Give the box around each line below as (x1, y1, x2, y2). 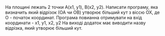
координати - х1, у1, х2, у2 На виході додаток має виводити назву (5, 20, 146, 26)
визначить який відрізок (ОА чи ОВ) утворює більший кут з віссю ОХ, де (5, 9, 160, 15)
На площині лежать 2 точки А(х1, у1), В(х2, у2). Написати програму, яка (5, 4, 158, 10)
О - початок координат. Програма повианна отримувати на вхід (5, 15, 142, 20)
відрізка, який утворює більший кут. (5, 25, 82, 31)
